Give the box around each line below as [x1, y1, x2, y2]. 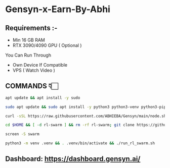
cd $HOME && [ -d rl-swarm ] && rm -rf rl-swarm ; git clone [5, 123, 135, 128]
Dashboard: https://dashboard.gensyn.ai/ [5, 155, 141, 163]
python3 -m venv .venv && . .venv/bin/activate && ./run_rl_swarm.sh [5, 141, 155, 146]
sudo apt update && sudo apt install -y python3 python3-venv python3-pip [5, 104, 166, 109]
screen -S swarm [5, 132, 39, 137]
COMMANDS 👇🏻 [5, 82, 58, 90]
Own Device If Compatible [12, 62, 67, 68]
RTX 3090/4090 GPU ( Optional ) [12, 42, 82, 48]
